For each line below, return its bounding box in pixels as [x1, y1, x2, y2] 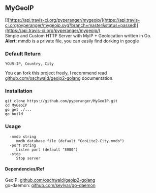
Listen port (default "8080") [16, 147, 78, 152]
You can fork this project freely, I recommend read [5, 70, 107, 76]
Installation [5, 88, 33, 95]
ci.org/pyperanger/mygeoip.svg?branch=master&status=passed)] [5, 22, 139, 28]
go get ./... [5, 107, 32, 112]
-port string [9, 143, 36, 148]
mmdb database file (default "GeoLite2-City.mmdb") [16, 138, 125, 143]
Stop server [16, 156, 41, 161]
